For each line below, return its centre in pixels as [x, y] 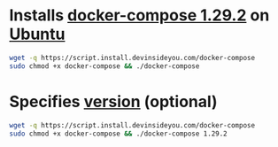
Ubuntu [37, 34]
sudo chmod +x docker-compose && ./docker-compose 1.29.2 [118, 134]
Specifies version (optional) [114, 101]
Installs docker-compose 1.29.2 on [139, 15]
